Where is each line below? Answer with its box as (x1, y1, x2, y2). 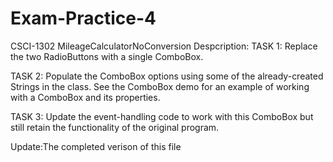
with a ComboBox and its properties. (10, 91, 161, 103)
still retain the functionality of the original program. (10, 121, 220, 133)
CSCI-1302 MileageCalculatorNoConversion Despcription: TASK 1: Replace (10, 40, 318, 52)
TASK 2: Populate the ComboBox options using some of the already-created (10, 70, 324, 82)
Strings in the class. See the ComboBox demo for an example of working (10, 80, 310, 92)
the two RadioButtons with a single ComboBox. (10, 50, 204, 62)
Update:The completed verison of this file (10, 140, 182, 152)
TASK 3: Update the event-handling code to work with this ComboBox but (10, 110, 314, 122)
